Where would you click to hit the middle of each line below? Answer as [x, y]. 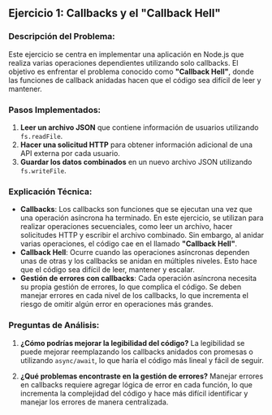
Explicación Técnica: [50, 192]
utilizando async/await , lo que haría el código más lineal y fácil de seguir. [142, 360]
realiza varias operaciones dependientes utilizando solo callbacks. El [123, 63]
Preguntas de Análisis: [54, 326]
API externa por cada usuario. [70, 153]
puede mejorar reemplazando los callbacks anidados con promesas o [136, 352]
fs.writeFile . [43, 171]
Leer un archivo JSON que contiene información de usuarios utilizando [139, 127]
